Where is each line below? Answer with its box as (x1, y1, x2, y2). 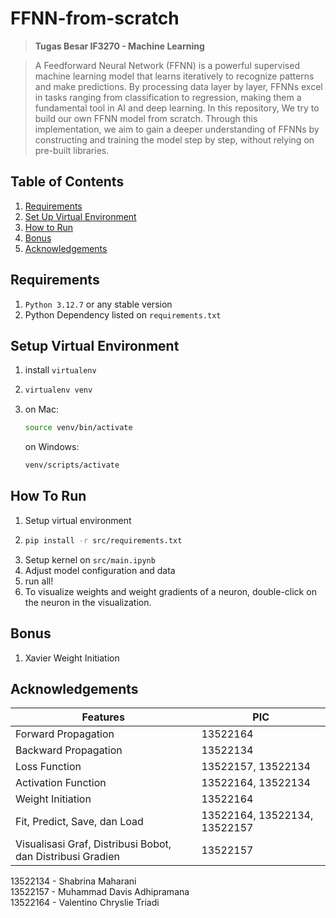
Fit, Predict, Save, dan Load (15, 815, 144, 829)
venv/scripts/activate (24, 460, 120, 471)
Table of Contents (10, 173, 125, 191)
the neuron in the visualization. (24, 596, 152, 608)
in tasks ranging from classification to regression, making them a (34, 91, 302, 103)
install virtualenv (24, 364, 97, 376)
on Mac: (24, 403, 59, 416)
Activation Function (15, 776, 107, 790)
